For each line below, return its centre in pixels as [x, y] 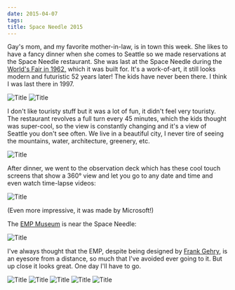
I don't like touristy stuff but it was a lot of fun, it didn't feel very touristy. [112, 111]
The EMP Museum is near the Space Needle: [72, 224]
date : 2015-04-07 [33, 14]
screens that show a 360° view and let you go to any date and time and [110, 176]
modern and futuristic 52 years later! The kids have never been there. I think [117, 77]
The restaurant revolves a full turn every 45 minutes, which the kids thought [117, 119]
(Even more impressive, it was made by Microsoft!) [81, 211]
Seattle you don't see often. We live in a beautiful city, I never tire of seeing [116, 133]
